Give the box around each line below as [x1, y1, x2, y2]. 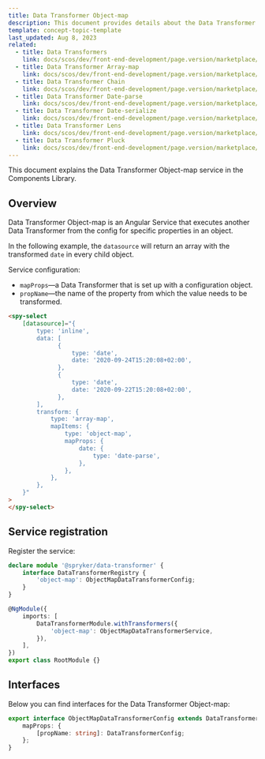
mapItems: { [50, 423, 90, 430]
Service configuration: [8, 265, 80, 275]
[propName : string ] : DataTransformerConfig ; [36, 729, 185, 737]
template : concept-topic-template [8, 26, 122, 34]
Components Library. [8, 174, 77, 183]
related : [8, 41, 37, 49]
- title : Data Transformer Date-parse [15, 92, 144, 100]
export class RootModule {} [8, 656, 101, 664]
